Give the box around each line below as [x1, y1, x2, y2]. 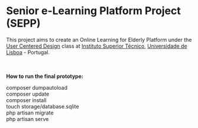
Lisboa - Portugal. [6, 48, 50, 55]
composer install [6, 96, 47, 104]
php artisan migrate [6, 109, 54, 116]
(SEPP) [6, 17, 41, 30]
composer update [6, 90, 50, 97]
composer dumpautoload [6, 84, 68, 91]
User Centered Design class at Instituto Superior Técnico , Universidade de [6, 42, 187, 50]
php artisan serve [6, 115, 49, 122]
